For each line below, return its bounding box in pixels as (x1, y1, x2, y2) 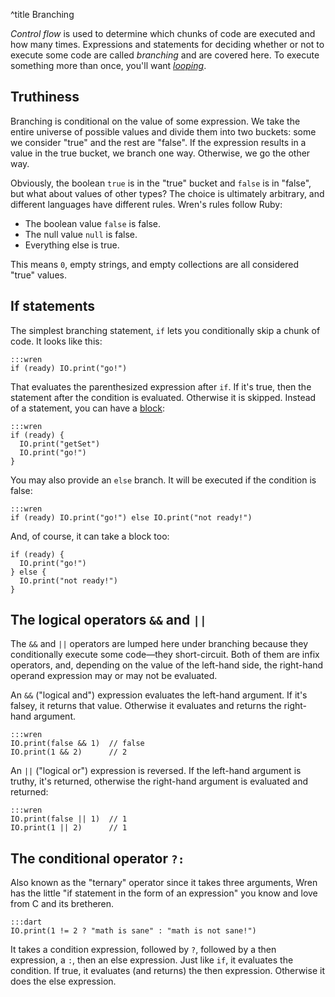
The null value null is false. (24, 228, 138, 240)
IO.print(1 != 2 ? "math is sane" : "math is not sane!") (10, 926, 257, 936)
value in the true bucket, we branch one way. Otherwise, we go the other (10, 147, 311, 159)
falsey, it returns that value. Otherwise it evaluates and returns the (10, 700, 282, 712)
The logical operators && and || (10, 612, 207, 629)
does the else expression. (10, 975, 117, 988)
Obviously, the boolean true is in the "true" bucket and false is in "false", (10, 177, 312, 189)
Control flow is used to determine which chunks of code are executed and (10, 28, 316, 39)
